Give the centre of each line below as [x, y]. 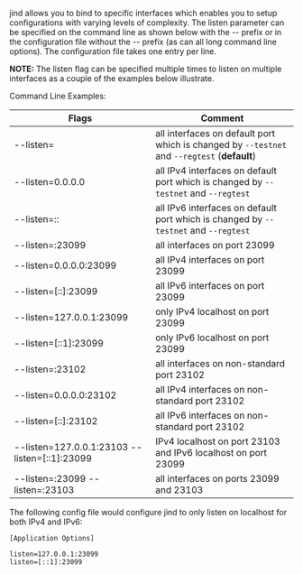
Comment [222, 118]
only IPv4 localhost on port [212, 312]
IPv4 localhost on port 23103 [218, 441]
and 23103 [179, 490]
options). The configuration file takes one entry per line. [113, 51]
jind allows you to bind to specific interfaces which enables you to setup [143, 13]
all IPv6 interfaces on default [216, 208]
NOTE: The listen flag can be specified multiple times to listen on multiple [146, 69]
